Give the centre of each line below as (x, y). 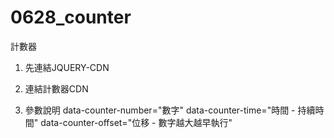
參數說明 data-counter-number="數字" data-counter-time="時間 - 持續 (170, 110)
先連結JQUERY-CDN (67, 67)
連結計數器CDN (56, 88)
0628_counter (71, 17)
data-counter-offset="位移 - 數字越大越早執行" (136, 122)
